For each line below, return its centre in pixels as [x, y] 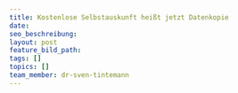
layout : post [33, 42]
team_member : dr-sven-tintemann [69, 75]
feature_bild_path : [45, 50]
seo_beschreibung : [43, 34]
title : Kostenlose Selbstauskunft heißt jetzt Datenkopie [119, 17]
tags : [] [25, 58]
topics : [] [29, 67]
